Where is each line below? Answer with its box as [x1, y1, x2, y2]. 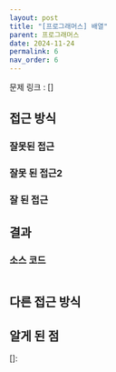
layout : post [9, 13, 59, 23]
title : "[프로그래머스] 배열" [9, 22, 109, 31]
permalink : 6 [9, 47, 59, 56]
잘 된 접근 [9, 194, 48, 206]
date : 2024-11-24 [9, 38, 75, 48]
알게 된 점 [9, 328, 60, 344]
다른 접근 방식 [9, 295, 82, 310]
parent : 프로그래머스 [9, 30, 80, 39]
